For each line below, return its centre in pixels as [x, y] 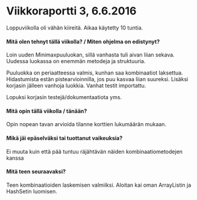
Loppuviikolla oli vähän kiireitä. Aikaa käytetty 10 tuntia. [75, 28]
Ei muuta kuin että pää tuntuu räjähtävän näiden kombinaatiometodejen [94, 151]
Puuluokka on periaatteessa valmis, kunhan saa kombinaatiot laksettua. [95, 73]
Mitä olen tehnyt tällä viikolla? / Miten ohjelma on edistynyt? [83, 41]
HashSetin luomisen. [32, 191]
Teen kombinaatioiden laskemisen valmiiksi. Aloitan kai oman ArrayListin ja [99, 185]
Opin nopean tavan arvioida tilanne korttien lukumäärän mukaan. [86, 124]
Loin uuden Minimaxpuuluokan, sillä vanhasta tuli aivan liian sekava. [90, 55]
